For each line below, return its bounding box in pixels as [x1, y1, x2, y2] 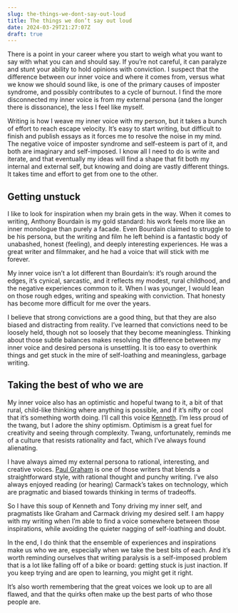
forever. [7, 255, 31, 264]
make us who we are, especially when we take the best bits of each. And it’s [7, 545, 231, 554]
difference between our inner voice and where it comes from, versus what [7, 73, 225, 81]
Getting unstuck [7, 191, 81, 203]
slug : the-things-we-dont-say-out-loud [7, 10, 126, 18]
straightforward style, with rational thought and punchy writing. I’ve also [7, 472, 219, 481]
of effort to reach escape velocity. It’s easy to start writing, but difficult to [7, 124, 222, 133]
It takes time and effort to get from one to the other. [7, 170, 158, 178]
